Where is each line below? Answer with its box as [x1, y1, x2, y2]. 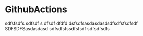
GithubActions [5, 4, 67, 15]
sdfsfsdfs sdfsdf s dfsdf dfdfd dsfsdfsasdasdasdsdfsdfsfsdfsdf [5, 20, 138, 26]
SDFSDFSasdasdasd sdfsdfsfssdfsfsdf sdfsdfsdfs [5, 25, 110, 31]
